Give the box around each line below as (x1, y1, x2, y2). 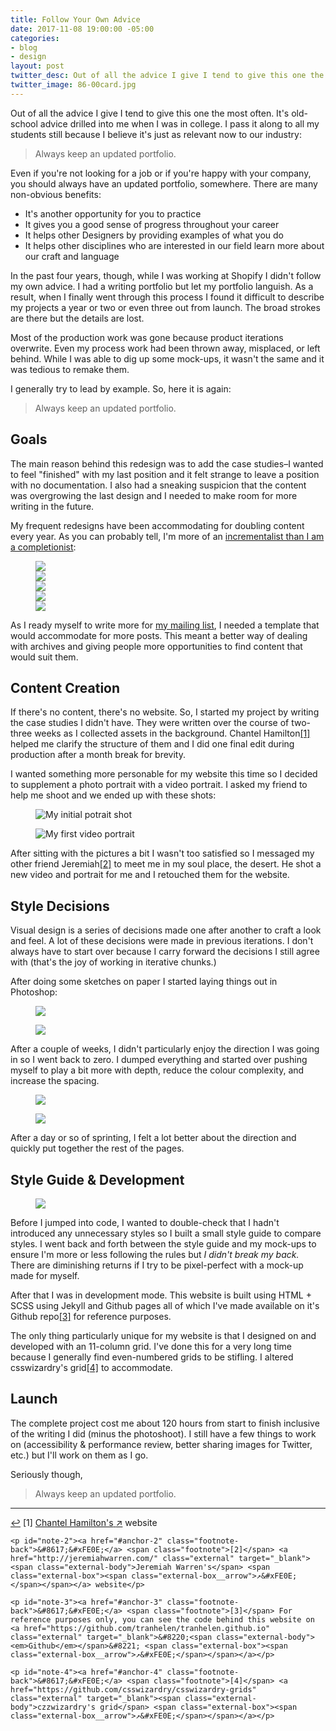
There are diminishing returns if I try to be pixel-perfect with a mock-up (10, 1259, 304, 1271)
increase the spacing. (10, 1075, 100, 1087)
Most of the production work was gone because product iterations (10, 331, 284, 343)
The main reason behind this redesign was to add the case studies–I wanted (10, 457, 324, 470)
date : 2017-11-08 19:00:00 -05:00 (10, 24, 155, 34)
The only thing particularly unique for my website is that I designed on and (10, 1330, 317, 1341)
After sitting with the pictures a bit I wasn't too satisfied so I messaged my (10, 847, 315, 860)
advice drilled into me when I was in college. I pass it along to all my (39, 117, 320, 130)
